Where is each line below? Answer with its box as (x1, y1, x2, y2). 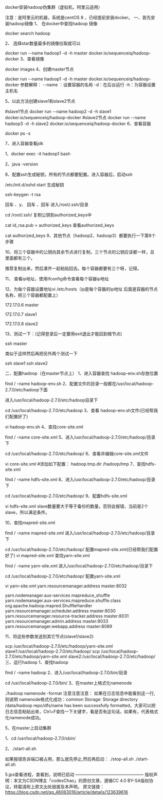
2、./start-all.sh (5, 746, 36, 751)
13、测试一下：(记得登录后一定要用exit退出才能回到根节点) (5, 331, 123, 337)
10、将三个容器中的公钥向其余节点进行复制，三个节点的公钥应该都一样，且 (5, 249, 155, 255)
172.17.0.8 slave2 (5, 321, 38, 327)
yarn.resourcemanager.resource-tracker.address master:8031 (5, 613, 129, 619)
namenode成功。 (9, 715, 44, 720)
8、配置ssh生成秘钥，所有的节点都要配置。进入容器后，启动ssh (5, 172, 133, 177)
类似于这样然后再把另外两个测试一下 (5, 351, 78, 356)
